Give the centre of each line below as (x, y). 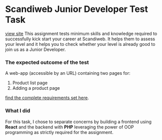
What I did (18, 111)
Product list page (30, 83)
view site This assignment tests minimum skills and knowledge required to (81, 33)
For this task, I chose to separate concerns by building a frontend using (79, 122)
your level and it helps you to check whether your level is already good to (80, 44)
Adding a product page (36, 88)
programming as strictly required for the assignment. (59, 132)
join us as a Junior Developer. (36, 49)
